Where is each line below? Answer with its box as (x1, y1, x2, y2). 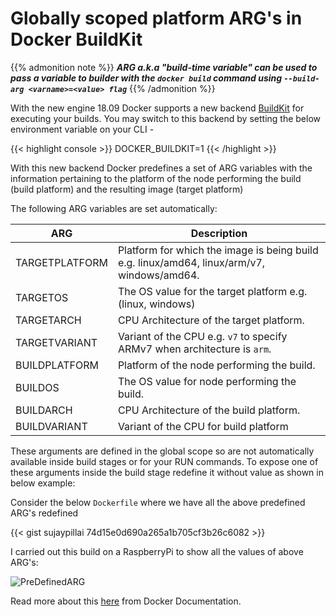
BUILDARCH (15, 403, 73, 417)
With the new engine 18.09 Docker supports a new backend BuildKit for (10, 102, 305, 114)
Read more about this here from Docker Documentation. (10, 595, 242, 607)
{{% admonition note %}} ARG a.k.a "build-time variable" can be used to (10, 61, 318, 73)
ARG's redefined (10, 507, 79, 519)
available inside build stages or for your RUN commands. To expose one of (10, 455, 319, 467)
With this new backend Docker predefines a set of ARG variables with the (10, 162, 313, 174)
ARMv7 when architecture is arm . (117, 342, 272, 356)
